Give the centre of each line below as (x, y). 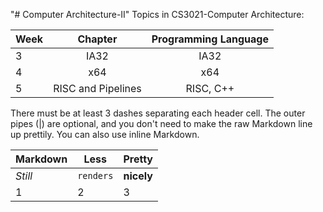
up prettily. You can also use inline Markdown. (105, 134)
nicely (138, 176)
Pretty (138, 159)
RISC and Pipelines (97, 88)
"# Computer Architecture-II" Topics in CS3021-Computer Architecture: (157, 14)
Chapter (97, 39)
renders (95, 175)
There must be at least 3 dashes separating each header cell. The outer (158, 113)
